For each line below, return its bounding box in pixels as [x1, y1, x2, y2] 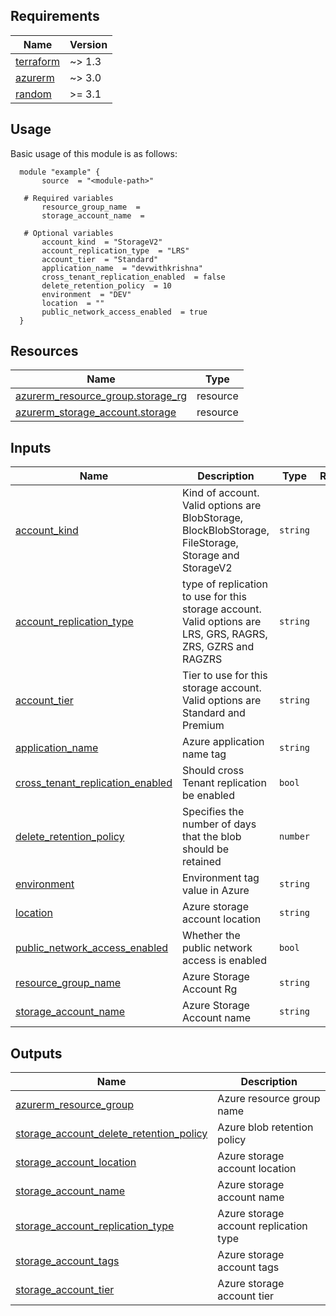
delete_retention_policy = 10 [41, 280, 172, 291]
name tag [181, 747, 227, 761]
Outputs [10, 1045, 63, 1062]
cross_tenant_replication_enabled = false [41, 272, 226, 282]
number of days [181, 817, 257, 831]
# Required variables [23, 193, 114, 203]
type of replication [181, 577, 268, 591]
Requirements [10, 8, 100, 25]
